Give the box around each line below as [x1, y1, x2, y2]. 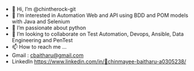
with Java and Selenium [11, 18, 70, 25]
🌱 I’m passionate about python [11, 24, 86, 31]
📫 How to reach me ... [11, 43, 67, 50]
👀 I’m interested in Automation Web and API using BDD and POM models [11, 12, 189, 19]
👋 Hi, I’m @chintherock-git [11, 6, 76, 12]
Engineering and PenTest [11, 37, 73, 43]
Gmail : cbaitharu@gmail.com [11, 52, 84, 59]
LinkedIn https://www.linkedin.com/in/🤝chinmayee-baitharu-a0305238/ [11, 58, 186, 65]
